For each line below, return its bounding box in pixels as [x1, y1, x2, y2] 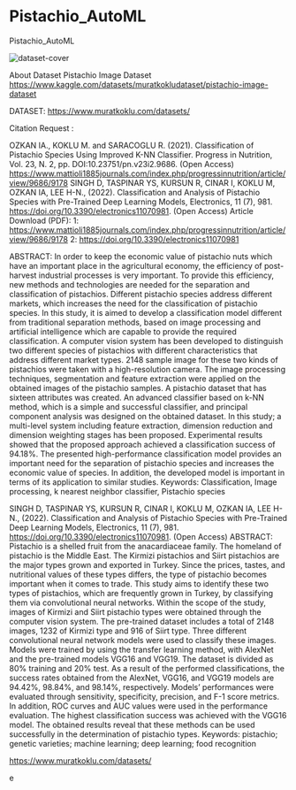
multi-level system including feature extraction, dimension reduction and [9, 420, 273, 431]
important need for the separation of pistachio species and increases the [9, 457, 275, 468]
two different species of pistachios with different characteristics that [9, 345, 258, 356]
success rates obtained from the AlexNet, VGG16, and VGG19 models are [9, 672, 275, 683]
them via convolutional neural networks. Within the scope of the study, [9, 597, 267, 608]
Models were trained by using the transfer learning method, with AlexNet [9, 644, 274, 655]
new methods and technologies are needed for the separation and [9, 279, 250, 289]
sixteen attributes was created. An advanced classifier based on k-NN [9, 392, 265, 403]
